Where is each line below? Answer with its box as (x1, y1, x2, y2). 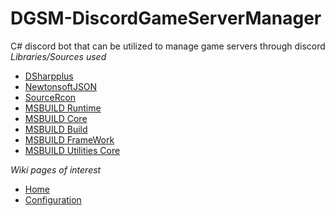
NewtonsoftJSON (24, 80, 98, 92)
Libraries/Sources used (10, 50, 107, 62)
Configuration (24, 193, 82, 206)
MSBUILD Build (24, 123, 88, 135)
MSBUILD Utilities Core (24, 144, 121, 156)
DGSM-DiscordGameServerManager (10, 7, 322, 30)
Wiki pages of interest (10, 163, 102, 176)
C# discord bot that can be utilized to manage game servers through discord (10, 40, 326, 52)
